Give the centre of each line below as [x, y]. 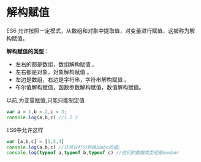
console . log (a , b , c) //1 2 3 [42, 117]
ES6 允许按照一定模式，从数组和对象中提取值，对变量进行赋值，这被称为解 [101, 31]
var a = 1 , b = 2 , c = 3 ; [37, 112]
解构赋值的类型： [28, 51]
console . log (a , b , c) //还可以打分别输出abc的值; [63, 147]
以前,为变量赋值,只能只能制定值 [46, 100]
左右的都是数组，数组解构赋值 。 [56, 64]
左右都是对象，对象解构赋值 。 [54, 72]
